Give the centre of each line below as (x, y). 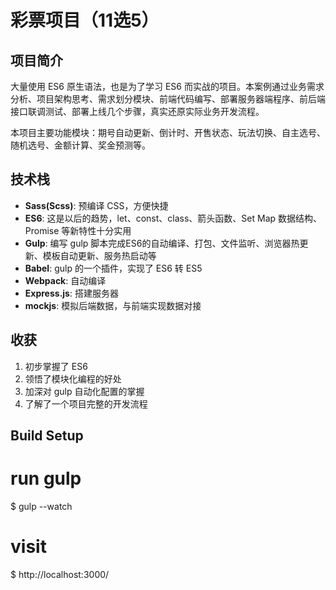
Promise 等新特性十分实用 (78, 230)
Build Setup (47, 436)
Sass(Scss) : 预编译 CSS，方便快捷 (96, 205)
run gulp (46, 478)
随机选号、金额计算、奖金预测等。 (80, 145)
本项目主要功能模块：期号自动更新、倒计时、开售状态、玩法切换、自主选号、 (168, 132)
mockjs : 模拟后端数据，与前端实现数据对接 (113, 305)
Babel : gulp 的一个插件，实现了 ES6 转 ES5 (113, 268)
